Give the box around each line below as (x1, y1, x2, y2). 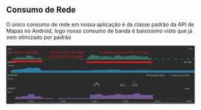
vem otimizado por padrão (6, 33, 72, 41)
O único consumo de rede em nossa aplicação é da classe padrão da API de (6, 20, 194, 28)
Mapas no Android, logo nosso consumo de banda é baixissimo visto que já (6, 27, 193, 34)
